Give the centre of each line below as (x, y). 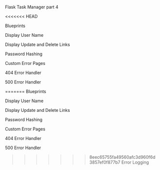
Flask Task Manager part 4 (32, 7)
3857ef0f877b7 (105, 162)
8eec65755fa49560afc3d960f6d (122, 157)
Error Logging (135, 162)
